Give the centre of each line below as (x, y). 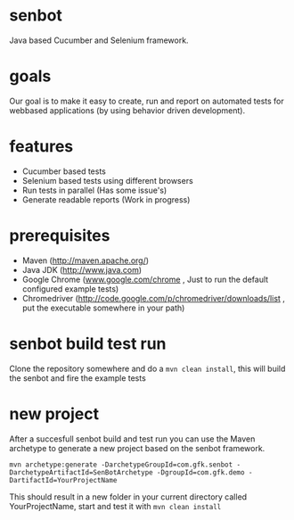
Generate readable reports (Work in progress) (106, 199)
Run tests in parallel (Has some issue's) (94, 190)
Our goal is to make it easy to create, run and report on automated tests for (147, 101)
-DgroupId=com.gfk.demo (200, 472)
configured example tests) (70, 289)
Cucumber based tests (64, 171)
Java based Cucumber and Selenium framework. (99, 40)
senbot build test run (88, 343)
